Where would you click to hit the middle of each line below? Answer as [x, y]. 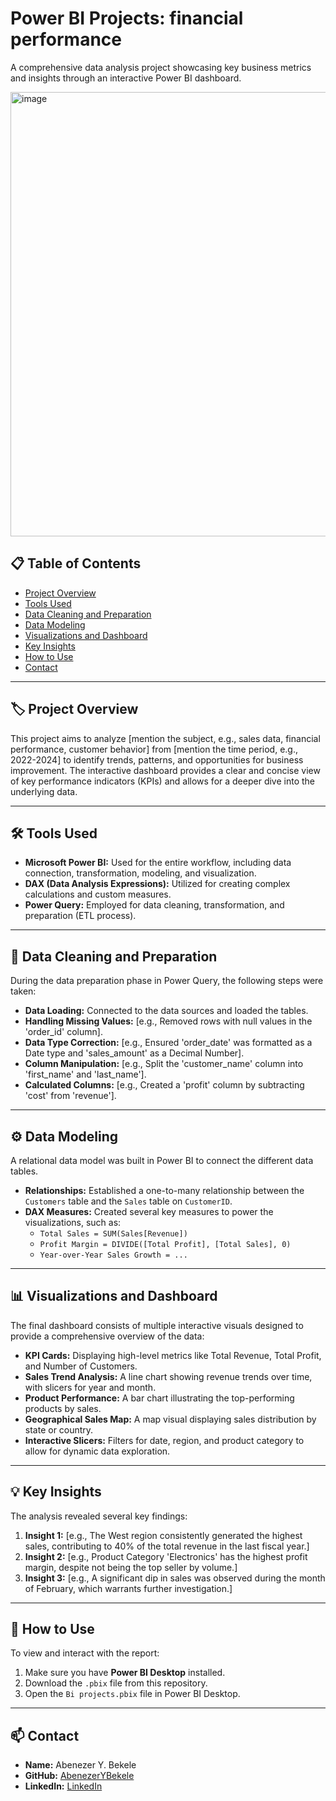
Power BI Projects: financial [127, 18]
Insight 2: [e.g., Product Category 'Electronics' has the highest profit [166, 1556]
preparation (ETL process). [80, 916]
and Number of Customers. [81, 1366]
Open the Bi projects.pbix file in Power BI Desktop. [132, 1694]
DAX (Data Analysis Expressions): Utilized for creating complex [157, 884]
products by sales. [63, 1408]
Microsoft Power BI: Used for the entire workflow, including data [158, 863]
